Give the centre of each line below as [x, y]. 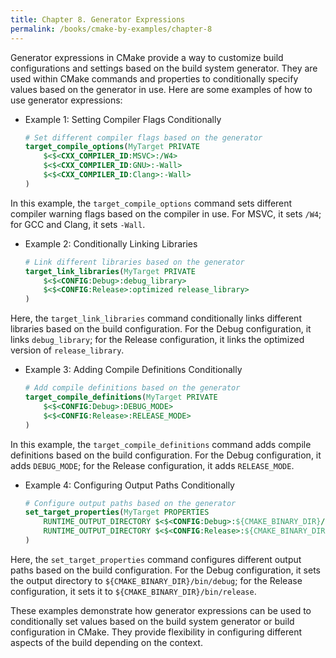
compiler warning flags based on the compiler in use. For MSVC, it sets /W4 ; [166, 213]
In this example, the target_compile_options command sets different [151, 203]
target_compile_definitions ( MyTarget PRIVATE [121, 397]
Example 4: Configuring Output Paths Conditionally [129, 485]
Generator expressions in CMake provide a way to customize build [147, 57]
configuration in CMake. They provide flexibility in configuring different [156, 632]
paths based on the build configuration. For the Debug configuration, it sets [165, 570]
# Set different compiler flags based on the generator [143, 137]
